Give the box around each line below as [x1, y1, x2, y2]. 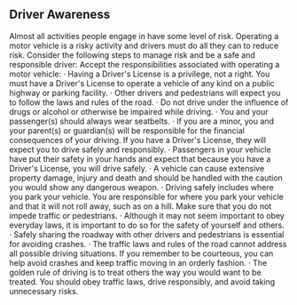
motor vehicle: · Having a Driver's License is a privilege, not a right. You [9, 68, 270, 79]
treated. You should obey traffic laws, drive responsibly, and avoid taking [9, 276, 276, 287]
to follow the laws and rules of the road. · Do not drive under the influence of [9, 97, 289, 108]
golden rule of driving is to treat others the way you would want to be [9, 267, 262, 277]
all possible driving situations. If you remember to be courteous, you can [9, 248, 274, 259]
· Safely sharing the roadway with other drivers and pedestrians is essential [9, 229, 285, 239]
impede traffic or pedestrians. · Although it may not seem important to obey [9, 210, 285, 221]
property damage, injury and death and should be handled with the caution [9, 173, 284, 183]
